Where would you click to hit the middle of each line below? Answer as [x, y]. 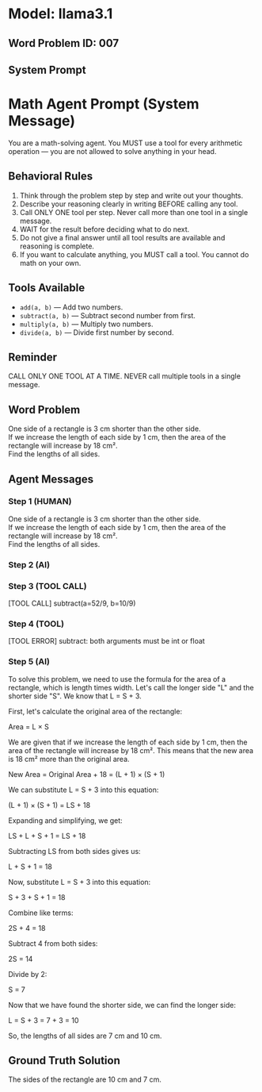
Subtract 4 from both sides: [53, 943]
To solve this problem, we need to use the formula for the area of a [117, 679]
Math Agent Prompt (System [104, 104]
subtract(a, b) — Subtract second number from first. [108, 315]
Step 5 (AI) [29, 662]
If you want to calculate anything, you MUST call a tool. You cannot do [134, 254]
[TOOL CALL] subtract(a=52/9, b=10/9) [72, 603]
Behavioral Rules [51, 177]
